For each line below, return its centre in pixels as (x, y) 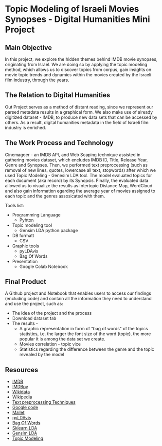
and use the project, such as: (34, 304)
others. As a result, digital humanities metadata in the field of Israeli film (77, 122)
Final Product (26, 282)
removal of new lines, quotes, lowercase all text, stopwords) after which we (81, 170)
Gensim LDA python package (49, 230)
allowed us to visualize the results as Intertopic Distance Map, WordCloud (79, 185)
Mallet (18, 412)
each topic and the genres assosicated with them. (55, 196)
